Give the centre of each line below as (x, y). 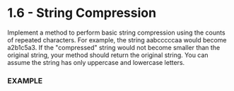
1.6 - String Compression (82, 13)
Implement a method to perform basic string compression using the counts (116, 32)
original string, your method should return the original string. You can (108, 55)
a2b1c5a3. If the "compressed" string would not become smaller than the (114, 47)
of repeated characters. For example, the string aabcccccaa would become (117, 40)
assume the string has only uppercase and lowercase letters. (96, 62)
